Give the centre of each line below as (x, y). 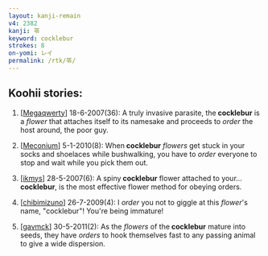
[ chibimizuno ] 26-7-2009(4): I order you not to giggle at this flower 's (134, 202)
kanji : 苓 (24, 31)
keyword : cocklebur (41, 38)
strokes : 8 (27, 46)
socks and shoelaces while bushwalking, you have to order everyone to (138, 154)
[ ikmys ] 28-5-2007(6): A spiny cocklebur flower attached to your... (131, 178)
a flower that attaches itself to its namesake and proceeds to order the (136, 121)
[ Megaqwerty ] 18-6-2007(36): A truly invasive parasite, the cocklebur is (140, 113)
